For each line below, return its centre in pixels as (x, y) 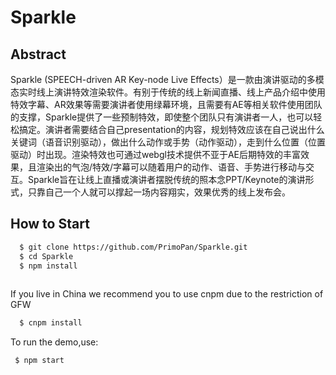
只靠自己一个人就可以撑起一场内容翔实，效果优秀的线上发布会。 (159, 192)
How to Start (50, 224)
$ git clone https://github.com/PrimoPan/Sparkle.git (133, 247)
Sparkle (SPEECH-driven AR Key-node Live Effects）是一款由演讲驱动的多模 (167, 79)
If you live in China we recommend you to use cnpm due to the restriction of (167, 294)
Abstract (38, 54)
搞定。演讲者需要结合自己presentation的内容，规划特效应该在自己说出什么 (171, 129)
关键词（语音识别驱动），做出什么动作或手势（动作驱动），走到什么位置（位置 (168, 142)
